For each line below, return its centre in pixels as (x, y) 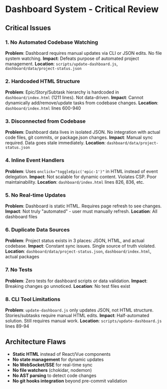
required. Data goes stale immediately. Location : (55, 143)
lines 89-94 (17, 326)
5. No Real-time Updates (36, 195)
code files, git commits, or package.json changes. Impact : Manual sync (79, 137)
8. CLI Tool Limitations (33, 299)
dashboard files (21, 217)
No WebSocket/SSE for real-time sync (52, 365)
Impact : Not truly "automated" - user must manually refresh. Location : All (81, 211)
